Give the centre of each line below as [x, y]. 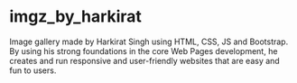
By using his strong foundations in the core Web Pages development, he [144, 51]
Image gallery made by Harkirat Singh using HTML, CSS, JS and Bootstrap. [149, 41]
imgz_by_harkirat [76, 17]
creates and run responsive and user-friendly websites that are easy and [144, 60]
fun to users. [33, 70]
